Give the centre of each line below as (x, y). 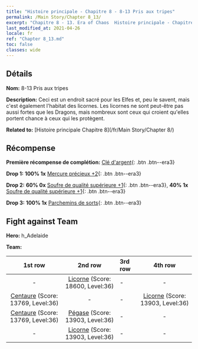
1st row (34, 265)
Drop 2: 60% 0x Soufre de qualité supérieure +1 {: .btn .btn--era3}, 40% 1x (97, 185)
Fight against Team (42, 221)
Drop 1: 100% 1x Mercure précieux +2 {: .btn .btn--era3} (74, 174)
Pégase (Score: (89, 313)
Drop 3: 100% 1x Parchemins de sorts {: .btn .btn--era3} (74, 203)
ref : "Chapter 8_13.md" (35, 39)
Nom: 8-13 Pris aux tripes (37, 88)
